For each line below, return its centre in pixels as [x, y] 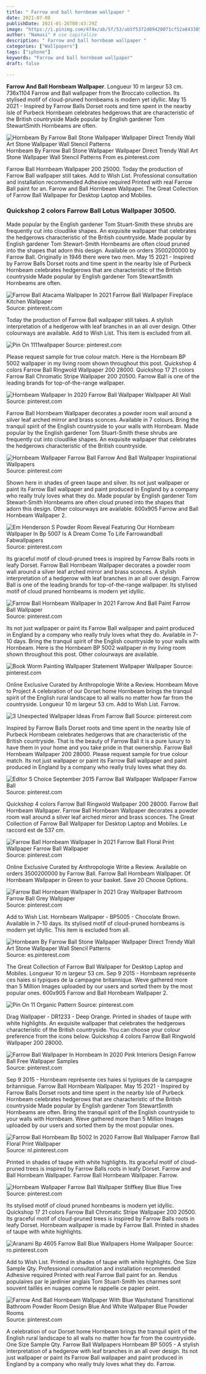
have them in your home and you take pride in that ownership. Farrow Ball [100, 748]
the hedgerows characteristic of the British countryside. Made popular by [99, 237]
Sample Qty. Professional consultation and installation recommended [93, 1268]
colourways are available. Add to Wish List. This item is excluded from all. [99, 333]
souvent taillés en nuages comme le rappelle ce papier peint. [83, 1288]
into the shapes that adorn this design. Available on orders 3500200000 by [101, 250]
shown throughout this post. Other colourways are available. [82, 654]
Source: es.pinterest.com [38, 954]
